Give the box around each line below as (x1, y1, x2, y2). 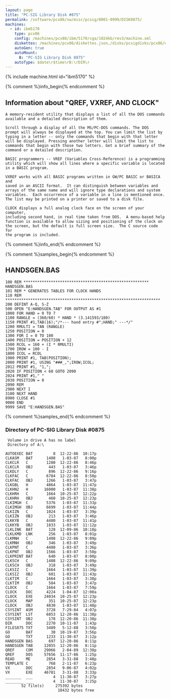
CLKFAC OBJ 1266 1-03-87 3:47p (5, 478, 97, 483)
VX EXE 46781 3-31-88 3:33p (5, 670, 97, 675)
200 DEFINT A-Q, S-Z (5, 302, 49, 307)
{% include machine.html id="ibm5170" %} (5, 73, 95, 80)
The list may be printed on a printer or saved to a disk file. (5, 197, 145, 202)
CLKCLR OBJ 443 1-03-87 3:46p (5, 465, 97, 470)
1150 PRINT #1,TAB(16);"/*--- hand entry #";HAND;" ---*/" (5, 319, 133, 325)
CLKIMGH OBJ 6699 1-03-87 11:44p (5, 505, 97, 510)
